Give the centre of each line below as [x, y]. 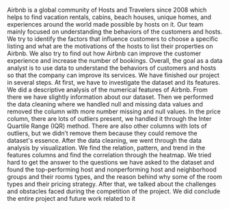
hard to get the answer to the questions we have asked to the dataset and [111, 162]
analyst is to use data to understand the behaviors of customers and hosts [112, 68]
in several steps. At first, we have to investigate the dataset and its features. [114, 82]
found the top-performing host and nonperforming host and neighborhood [112, 169]
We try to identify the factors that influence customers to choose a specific [113, 39]
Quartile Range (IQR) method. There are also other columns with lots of [107, 126]
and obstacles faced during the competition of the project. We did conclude [114, 191]
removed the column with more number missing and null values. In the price [114, 111]
